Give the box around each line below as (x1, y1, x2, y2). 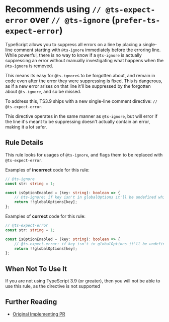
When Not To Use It (5, 264, 67, 273)
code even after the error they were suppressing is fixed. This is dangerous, (5, 78, 162, 84)
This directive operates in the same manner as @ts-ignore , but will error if (5, 113, 157, 119)
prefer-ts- (115, 16, 160, 26)
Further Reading (5, 297, 57, 306)
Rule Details (5, 138, 44, 147)
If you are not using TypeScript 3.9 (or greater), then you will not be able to (5, 278, 160, 284)
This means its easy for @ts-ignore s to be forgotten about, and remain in (5, 72, 155, 78)
